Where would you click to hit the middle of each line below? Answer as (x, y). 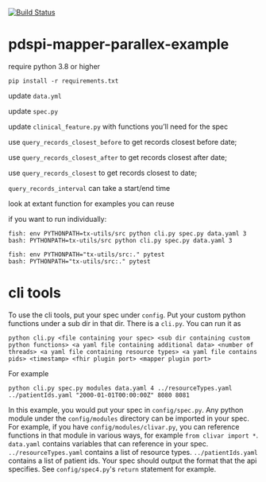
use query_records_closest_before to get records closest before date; (123, 142)
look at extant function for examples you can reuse (91, 204)
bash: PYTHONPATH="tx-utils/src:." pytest (79, 261)
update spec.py (33, 111)
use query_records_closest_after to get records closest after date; (118, 157)
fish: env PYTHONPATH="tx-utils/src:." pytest (87, 255)
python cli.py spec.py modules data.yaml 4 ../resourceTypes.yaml (120, 388)
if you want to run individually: (58, 219)
